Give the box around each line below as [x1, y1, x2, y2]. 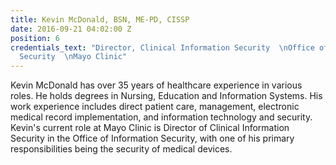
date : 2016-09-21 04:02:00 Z [10, 24, 132, 34]
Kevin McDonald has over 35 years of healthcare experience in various [10, 79, 303, 91]
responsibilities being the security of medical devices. [10, 143, 233, 155]
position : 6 [10, 33, 60, 43]
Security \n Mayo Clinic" [19, 52, 128, 62]
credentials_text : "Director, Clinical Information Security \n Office [10, 42, 315, 53]
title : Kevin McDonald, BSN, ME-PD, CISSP [10, 14, 190, 25]
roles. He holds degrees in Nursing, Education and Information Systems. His [10, 90, 323, 102]
